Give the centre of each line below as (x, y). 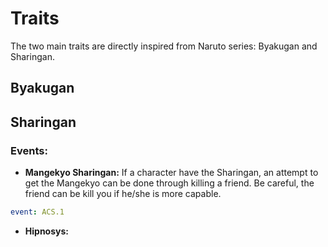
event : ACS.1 (37, 212)
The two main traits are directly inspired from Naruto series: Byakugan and (164, 46)
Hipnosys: (46, 231)
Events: (29, 150)
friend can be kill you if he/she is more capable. (123, 194)
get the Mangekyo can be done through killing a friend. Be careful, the (169, 183)
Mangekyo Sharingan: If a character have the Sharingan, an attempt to (171, 173)
